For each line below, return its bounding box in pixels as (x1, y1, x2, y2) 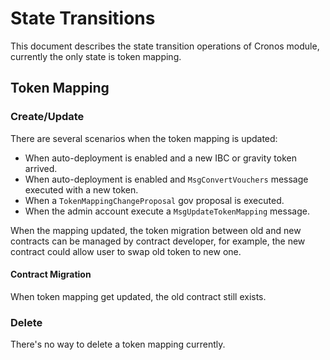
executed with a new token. (24, 183, 139, 196)
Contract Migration (10, 268, 92, 281)
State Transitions (10, 7, 156, 30)
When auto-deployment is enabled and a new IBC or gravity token (24, 152, 297, 164)
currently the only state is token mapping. (10, 50, 182, 62)
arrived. (24, 162, 58, 174)
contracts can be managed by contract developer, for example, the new (10, 235, 306, 247)
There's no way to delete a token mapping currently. (10, 338, 226, 351)
